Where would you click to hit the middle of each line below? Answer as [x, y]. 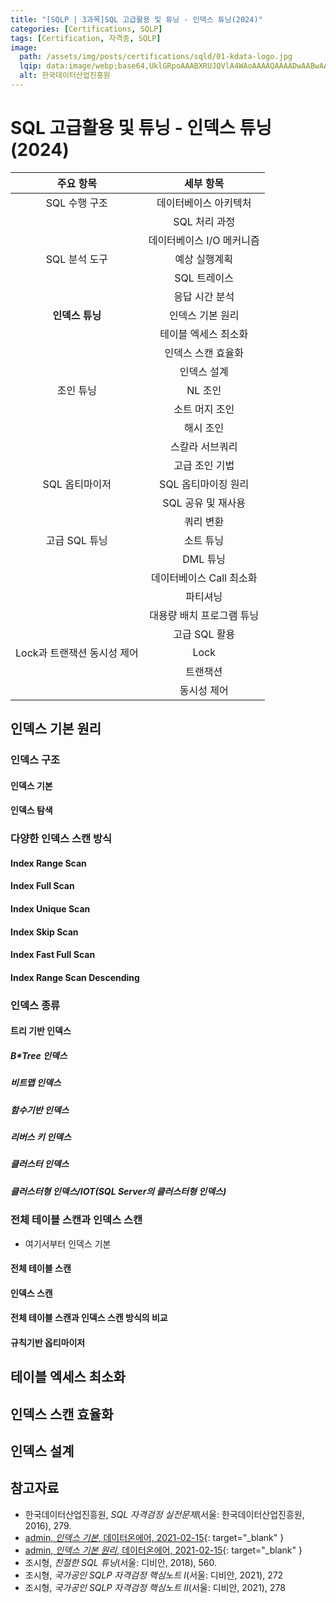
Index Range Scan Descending [75, 977]
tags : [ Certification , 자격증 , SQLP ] [86, 38]
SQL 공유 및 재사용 [204, 503]
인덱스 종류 [35, 1005]
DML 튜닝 [204, 559]
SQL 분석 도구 [76, 259]
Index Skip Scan [44, 932]
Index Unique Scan [50, 909]
